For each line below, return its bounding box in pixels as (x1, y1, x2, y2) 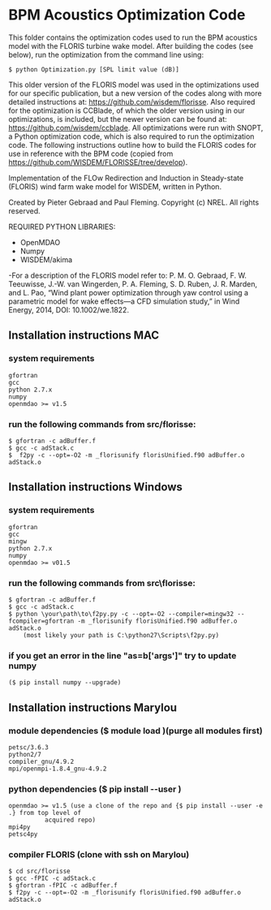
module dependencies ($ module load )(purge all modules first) (8, 725, 263, 736)
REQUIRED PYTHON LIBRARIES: (8, 222, 116, 231)
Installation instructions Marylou (8, 701, 177, 714)
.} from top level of (8, 809, 82, 817)
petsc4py (8, 830, 38, 839)
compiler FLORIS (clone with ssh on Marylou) (8, 849, 190, 860)
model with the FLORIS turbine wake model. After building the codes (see (8, 41, 254, 50)
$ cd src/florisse (8, 867, 71, 876)
